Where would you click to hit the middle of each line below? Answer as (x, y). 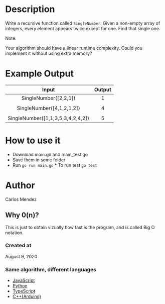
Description (30, 9)
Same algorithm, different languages (51, 269)
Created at (18, 246)
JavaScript (24, 280)
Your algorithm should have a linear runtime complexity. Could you (74, 48)
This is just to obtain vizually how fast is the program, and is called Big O (80, 227)
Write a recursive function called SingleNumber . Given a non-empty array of (83, 23)
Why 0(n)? (22, 215)
